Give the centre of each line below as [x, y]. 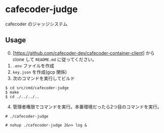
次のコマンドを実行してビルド [44, 78]
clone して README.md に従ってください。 [55, 59]
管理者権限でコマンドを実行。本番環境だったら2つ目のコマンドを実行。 [87, 107]
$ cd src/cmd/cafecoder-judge [37, 88]
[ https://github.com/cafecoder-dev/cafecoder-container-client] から [84, 53]
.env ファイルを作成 [33, 65]
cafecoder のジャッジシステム [36, 24]
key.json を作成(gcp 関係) [40, 72]
